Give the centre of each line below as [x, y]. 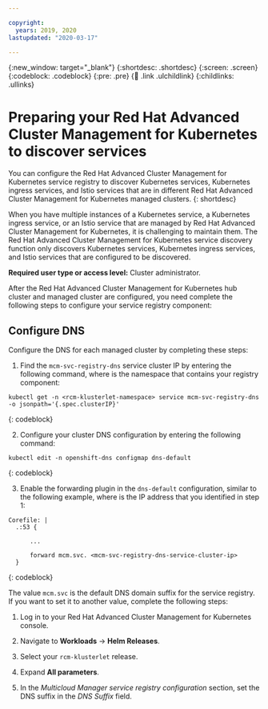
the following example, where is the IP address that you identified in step [140, 497]
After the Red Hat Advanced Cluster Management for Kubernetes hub [123, 288]
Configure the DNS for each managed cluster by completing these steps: [128, 350]
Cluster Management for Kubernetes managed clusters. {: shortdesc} [122, 199]
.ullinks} [21, 84]
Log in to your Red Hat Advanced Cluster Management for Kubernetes [136, 617]
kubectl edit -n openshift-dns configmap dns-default [100, 458]
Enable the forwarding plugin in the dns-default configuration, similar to [138, 489]
